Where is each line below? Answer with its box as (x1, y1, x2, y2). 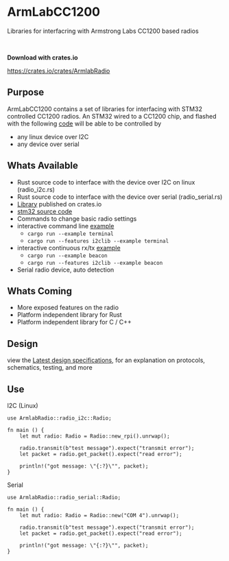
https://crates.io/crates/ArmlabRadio (7, 67, 110, 75)
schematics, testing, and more (7, 363, 93, 372)
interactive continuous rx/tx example (16, 243, 121, 252)
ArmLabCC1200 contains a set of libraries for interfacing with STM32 (7, 104, 202, 113)
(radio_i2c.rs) (16, 185, 55, 193)
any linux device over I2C (16, 132, 89, 141)
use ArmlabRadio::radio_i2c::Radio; (7, 415, 112, 422)
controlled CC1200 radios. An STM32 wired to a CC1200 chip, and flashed (7, 112, 217, 120)
